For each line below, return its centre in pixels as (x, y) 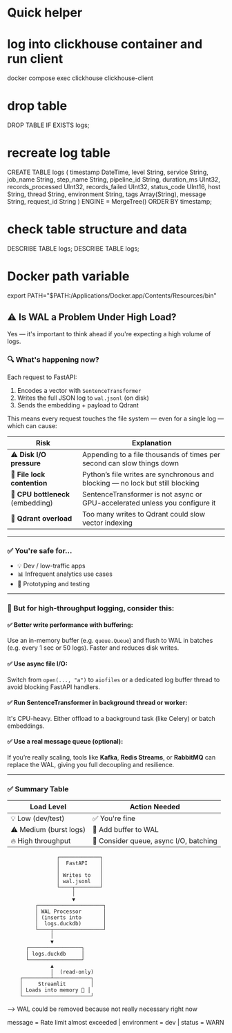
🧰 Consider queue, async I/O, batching (155, 841)
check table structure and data (97, 230)
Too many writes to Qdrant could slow (144, 514)
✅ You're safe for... (40, 550)
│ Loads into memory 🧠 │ (55, 990)
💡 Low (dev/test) (38, 818)
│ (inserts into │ (71, 918)
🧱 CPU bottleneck (40, 494)
